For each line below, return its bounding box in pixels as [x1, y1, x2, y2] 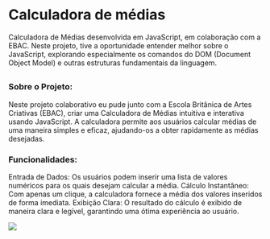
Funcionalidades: [8, 154, 78, 165]
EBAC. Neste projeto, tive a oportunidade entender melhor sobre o [8, 40, 229, 50]
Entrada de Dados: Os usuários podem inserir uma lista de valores [8, 172, 228, 182]
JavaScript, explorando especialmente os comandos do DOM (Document [8, 49, 251, 59]
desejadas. [8, 134, 45, 143]
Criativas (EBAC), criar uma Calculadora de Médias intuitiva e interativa [8, 108, 244, 117]
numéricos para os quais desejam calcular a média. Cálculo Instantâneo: [8, 181, 250, 190]
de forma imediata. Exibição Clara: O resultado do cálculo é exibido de [8, 198, 243, 207]
